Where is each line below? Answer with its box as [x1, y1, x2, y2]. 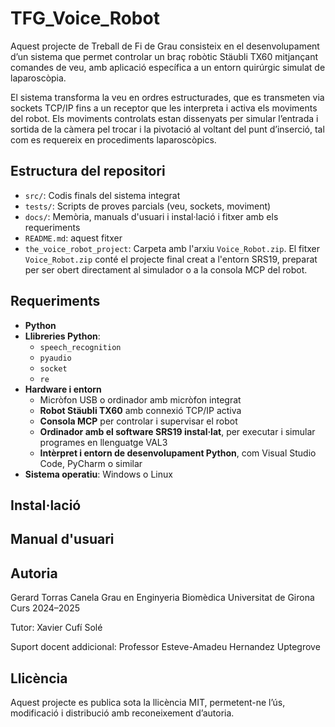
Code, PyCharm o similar [39, 457, 143, 469]
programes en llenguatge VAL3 [39, 436, 168, 448]
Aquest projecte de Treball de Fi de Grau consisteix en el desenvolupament [10, 40, 320, 52]
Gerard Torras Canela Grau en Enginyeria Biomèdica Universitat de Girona [10, 592, 315, 604]
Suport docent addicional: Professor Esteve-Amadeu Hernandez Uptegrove [10, 641, 321, 653]
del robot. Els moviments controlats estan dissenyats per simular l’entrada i [10, 112, 319, 124]
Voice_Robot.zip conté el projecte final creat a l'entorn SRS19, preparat [24, 253, 318, 265]
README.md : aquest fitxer [24, 232, 123, 244]
